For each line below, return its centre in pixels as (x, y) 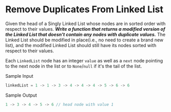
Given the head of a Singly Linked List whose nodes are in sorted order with (85, 24)
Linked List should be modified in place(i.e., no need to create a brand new (84, 40)
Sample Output (21, 95)
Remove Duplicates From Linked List (84, 9)
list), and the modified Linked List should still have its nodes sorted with (81, 45)
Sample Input (19, 76)
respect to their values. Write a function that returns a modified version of (85, 29)
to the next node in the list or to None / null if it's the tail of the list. (74, 66)
